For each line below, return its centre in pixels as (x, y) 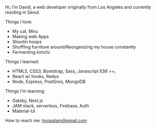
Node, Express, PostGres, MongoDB (49, 81)
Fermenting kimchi (31, 52)
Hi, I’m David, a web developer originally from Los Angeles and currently (78, 7)
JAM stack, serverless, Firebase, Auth (51, 106)
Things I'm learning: (25, 91)
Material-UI (24, 111)
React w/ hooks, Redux (36, 76)
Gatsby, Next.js (27, 101)
